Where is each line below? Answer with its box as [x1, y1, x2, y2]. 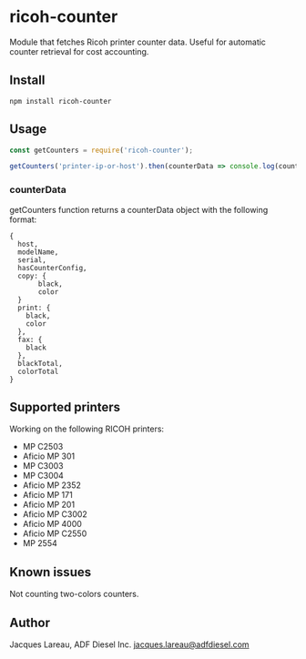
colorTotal [17, 367, 59, 376]
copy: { [17, 271, 47, 280]
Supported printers [9, 400, 121, 415]
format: [9, 214, 37, 225]
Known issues [9, 564, 92, 580]
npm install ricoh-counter [9, 96, 112, 106]
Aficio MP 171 [22, 490, 73, 501]
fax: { [17, 335, 43, 344]
